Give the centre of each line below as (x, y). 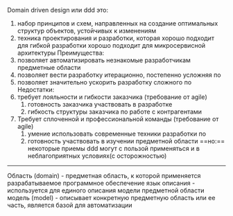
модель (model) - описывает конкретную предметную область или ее (111, 198)
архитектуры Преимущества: (61, 53)
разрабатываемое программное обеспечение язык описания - (101, 183)
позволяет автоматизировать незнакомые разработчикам (104, 60)
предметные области (49, 67)
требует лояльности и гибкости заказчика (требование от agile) (112, 97)
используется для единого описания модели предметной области (106, 190)
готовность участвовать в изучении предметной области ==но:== (126, 141)
